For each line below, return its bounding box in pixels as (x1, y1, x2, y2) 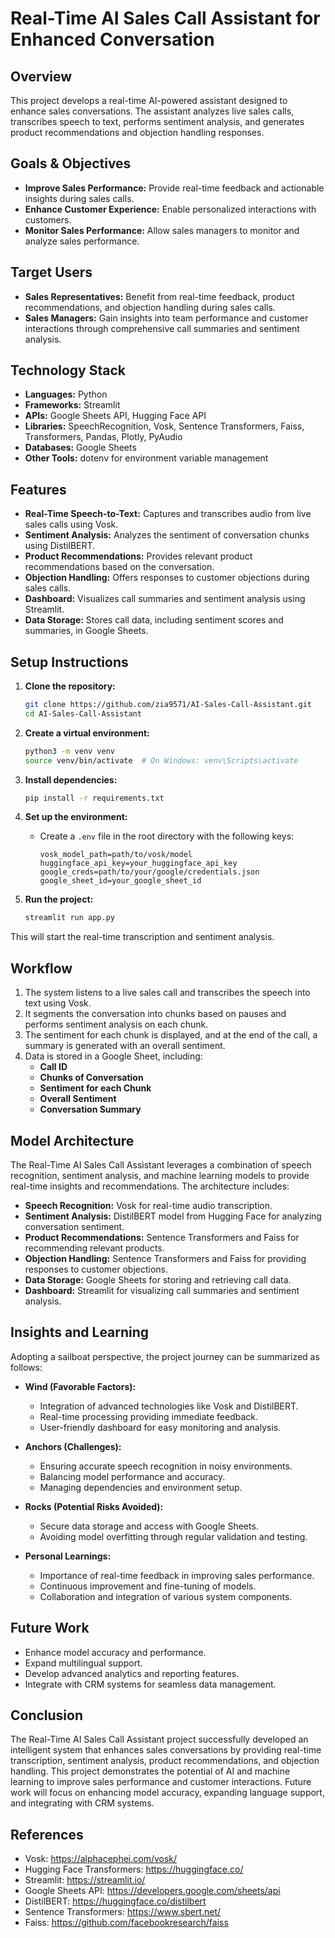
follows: (10, 1361, 43, 1373)
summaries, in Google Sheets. (24, 625, 149, 637)
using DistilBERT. (24, 540, 96, 552)
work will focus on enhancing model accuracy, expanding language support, (10, 1787, 325, 1799)
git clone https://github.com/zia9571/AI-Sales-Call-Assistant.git (24, 700, 312, 710)
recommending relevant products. (24, 1242, 165, 1254)
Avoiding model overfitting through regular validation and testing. (39, 1530, 308, 1542)
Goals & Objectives (10, 155, 132, 172)
